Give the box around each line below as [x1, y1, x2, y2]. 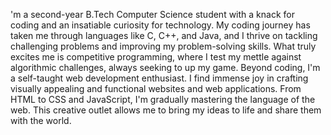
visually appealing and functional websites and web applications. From [10, 83, 302, 94]
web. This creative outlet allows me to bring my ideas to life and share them [10, 104, 322, 116]
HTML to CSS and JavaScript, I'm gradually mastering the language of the [10, 94, 316, 105]
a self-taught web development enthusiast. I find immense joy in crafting [10, 72, 309, 84]
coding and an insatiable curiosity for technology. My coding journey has [10, 19, 311, 31]
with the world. [10, 115, 72, 126]
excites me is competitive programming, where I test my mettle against [10, 51, 302, 63]
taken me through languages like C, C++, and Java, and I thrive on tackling [10, 30, 318, 41]
